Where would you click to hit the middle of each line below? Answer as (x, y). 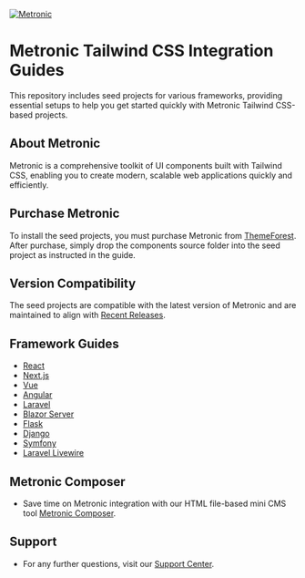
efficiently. (29, 185)
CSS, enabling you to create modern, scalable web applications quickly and (151, 175)
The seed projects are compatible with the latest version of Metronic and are (153, 305)
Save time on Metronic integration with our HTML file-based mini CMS (154, 503)
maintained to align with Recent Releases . (87, 315)
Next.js (36, 376)
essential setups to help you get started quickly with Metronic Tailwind (142, 105)
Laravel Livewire (53, 453)
